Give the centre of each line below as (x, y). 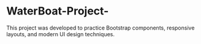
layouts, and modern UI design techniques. (61, 34)
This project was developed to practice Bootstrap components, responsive (100, 28)
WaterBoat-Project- (58, 11)
